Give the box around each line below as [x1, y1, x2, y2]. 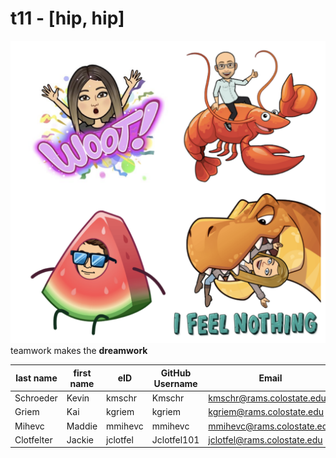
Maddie [66, 420, 98, 432]
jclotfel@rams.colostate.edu [208, 433, 323, 446]
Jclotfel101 [151, 433, 200, 446]
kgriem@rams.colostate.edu [208, 406, 325, 418]
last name [15, 372, 58, 384]
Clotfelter [14, 433, 53, 446]
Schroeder [14, 392, 58, 404]
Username [153, 377, 198, 389]
